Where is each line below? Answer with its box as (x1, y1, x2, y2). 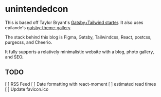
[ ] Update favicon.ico (5, 86, 49, 92)
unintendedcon (5, 3, 69, 15)
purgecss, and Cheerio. (5, 39, 53, 45)
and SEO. (5, 54, 24, 59)
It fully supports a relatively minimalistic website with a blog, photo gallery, (5, 49, 154, 55)
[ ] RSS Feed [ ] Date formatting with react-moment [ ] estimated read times (5, 81, 157, 87)
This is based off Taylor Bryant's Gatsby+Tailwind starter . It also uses (5, 19, 143, 25)
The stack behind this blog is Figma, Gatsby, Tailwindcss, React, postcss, (5, 34, 152, 40)
